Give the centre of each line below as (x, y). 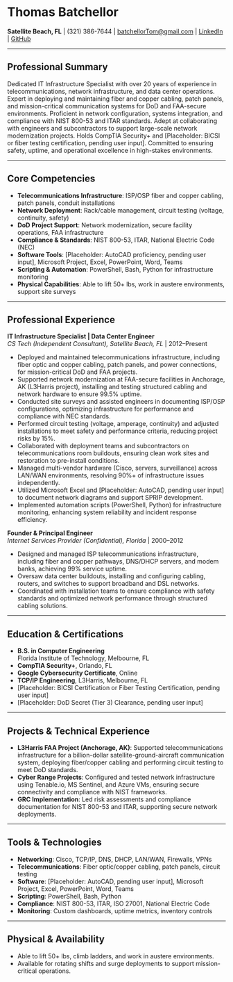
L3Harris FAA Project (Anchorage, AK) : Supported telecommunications (120, 747)
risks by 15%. (36, 439)
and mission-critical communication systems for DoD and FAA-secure (107, 106)
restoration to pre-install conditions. (68, 461)
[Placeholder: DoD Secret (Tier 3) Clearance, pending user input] (110, 703)
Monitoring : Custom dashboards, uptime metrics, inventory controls (115, 910)
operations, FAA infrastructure (60, 232)
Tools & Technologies (54, 843)
